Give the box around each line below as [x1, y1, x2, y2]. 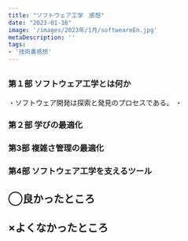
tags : [8, 41, 26, 49]
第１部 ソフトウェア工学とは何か [8, 79, 131, 89]
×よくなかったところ [8, 221, 109, 235]
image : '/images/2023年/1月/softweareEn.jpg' [8, 26, 158, 34]
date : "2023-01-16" [8, 19, 72, 27]
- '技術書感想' [8, 48, 53, 56]
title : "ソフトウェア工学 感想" [8, 11, 105, 20]
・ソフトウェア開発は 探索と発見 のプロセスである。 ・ [8, 97, 182, 107]
